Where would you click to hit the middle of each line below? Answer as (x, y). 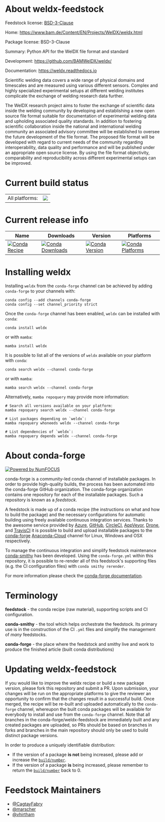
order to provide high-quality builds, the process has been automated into (80, 484)
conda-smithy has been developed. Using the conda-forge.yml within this (79, 556)
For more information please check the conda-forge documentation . (74, 575)
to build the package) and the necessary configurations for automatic (75, 515)
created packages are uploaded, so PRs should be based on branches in (79, 725)
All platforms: (23, 198)
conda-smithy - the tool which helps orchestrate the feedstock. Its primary (81, 624)
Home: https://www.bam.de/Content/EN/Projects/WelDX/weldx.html (74, 32)
